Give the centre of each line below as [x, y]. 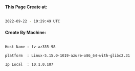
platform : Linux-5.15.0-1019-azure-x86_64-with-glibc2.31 [68, 56]
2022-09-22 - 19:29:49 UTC [33, 21]
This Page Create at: [26, 7]
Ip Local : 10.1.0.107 [29, 65]
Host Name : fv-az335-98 [30, 47]
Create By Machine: [26, 32]
